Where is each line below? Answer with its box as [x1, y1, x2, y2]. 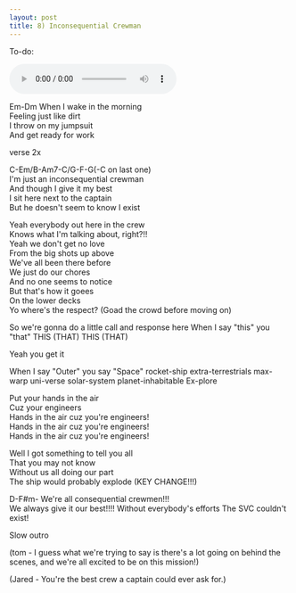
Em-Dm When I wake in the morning [9, 101, 143, 111]
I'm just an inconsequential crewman [9, 173, 144, 184]
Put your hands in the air [9, 392, 100, 403]
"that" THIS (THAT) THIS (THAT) [9, 331, 128, 342]
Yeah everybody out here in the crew [9, 219, 145, 230]
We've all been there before [9, 257, 111, 268]
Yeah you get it [9, 349, 65, 359]
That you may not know [9, 457, 96, 468]
